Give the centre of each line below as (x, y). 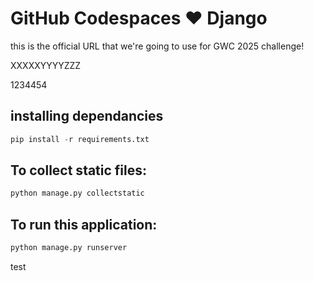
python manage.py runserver (69, 248)
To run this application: (84, 224)
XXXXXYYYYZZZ (46, 65)
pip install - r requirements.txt (80, 139)
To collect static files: (79, 170)
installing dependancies (87, 116)
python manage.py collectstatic (77, 193)
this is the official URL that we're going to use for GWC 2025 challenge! (157, 46)
